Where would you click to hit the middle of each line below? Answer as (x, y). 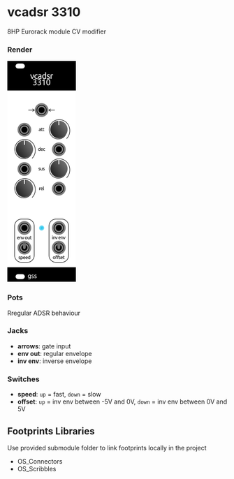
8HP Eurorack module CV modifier (57, 31)
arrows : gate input (44, 346)
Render (20, 50)
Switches (23, 379)
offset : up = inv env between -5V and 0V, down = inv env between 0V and (122, 401)
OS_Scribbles (37, 469)
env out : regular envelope (54, 353)
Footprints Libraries (51, 431)
